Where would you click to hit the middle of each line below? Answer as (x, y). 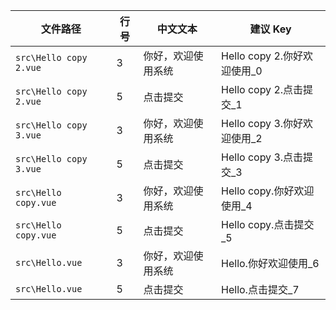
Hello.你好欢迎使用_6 (270, 263)
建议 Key (270, 29)
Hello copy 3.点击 (262, 157)
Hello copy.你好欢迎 (268, 191)
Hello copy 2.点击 (262, 89)
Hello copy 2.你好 (262, 56)
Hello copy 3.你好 (262, 123)
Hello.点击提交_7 (260, 289)
